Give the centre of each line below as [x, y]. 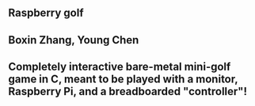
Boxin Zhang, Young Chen [74, 40]
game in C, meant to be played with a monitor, [123, 79]
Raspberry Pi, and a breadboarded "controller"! [128, 91]
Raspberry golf [46, 13]
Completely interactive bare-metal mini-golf [120, 67]
